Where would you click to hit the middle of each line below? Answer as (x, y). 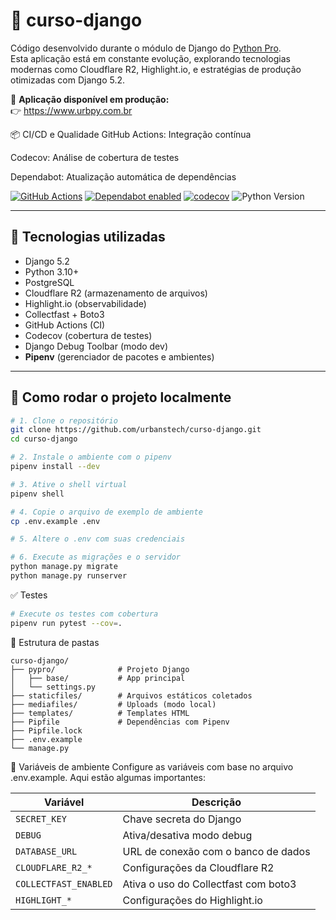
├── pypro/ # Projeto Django (100, 669)
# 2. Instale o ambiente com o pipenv (91, 457)
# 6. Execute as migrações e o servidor (96, 557)
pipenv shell (37, 494)
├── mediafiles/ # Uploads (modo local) (113, 704)
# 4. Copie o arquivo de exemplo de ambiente (106, 512)
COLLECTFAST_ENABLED (64, 883)
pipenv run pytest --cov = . (66, 623)
